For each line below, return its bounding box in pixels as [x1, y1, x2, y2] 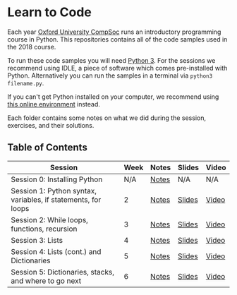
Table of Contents [7, 142, 88, 154]
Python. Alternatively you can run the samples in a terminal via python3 [7, 71, 213, 80]
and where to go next [11, 276, 82, 286]
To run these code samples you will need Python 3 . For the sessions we [7, 56, 216, 64]
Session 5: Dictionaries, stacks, [11, 267, 115, 277]
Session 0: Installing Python [11, 174, 103, 184]
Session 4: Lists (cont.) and [11, 246, 102, 256]
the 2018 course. [7, 42, 56, 51]
